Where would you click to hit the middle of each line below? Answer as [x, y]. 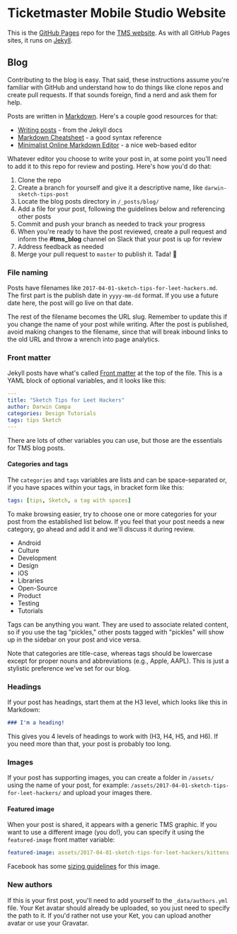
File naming [28, 273]
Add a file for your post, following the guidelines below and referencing [121, 209]
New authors [30, 885]
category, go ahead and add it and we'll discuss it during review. [101, 529]
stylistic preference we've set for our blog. [69, 668]
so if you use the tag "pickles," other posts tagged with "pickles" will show [116, 632]
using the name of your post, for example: [68, 785]
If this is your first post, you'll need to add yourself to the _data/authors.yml [118, 900]
